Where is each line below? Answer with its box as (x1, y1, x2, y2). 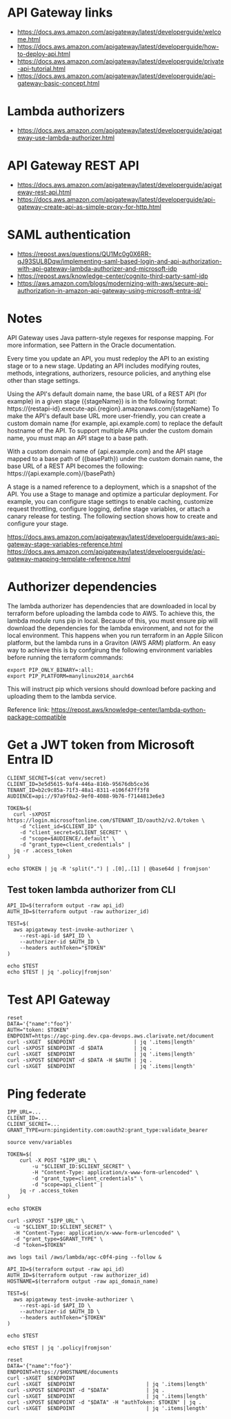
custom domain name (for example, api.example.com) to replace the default (7, 419, 223, 427)
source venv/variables (7, 1139, 72, 1146)
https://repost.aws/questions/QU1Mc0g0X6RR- (17, 250, 152, 258)
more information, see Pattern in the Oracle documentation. (7, 341, 177, 349)
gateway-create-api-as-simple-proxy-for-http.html (17, 203, 162, 211)
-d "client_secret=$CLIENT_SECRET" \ (19, 829, 128, 836)
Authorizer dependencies (7, 579, 157, 594)
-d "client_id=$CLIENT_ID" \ (19, 823, 103, 830)
